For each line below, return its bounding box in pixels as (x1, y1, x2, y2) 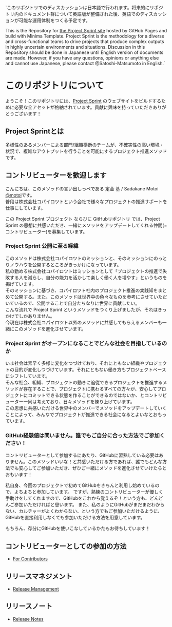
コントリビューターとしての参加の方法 (5, 542, 127, 551)
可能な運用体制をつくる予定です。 (18, 17, 91, 23)
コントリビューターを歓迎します (5, 171, 107, 180)
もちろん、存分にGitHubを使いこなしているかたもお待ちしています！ (5, 525, 150, 532)
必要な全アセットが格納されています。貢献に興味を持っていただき (14, 104, 153, 110)
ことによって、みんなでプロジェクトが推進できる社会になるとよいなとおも (5, 412, 162, 418)
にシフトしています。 (5, 373, 50, 379)
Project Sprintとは (5, 127, 64, 136)
